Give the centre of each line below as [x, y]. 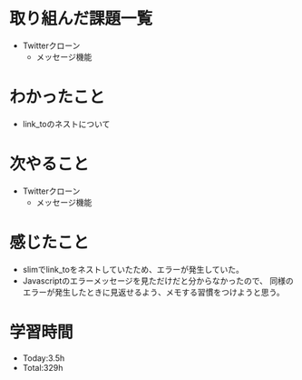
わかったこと [58, 97]
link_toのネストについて [66, 124]
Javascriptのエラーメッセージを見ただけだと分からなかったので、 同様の [158, 280]
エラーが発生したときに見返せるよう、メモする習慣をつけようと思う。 [153, 292]
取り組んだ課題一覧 [81, 19]
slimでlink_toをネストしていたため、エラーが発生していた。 [133, 269]
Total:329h [43, 367]
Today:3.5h [44, 358]
